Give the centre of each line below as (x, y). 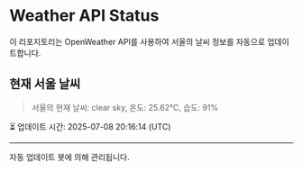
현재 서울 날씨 (45, 84)
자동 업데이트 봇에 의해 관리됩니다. (69, 157)
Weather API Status (84, 16)
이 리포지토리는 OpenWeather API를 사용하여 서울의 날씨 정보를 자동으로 (138, 41)
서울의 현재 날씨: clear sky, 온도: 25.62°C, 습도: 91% (125, 107)
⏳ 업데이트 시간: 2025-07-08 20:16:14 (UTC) (90, 126)
